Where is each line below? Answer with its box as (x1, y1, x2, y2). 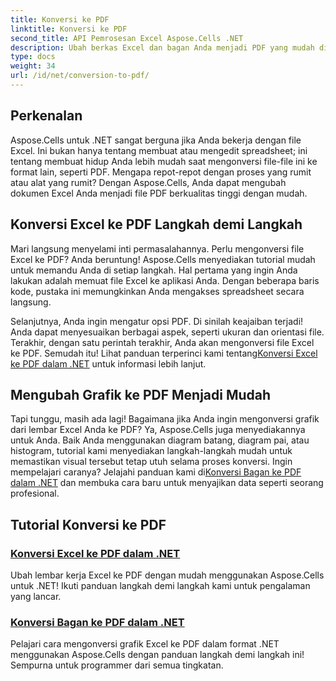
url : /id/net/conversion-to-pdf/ (10, 71, 150, 81)
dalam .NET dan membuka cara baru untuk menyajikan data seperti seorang (10, 477, 324, 489)
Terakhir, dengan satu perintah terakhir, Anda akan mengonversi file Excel (10, 336, 315, 348)
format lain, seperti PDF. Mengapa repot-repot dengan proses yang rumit (10, 166, 312, 178)
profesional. (10, 487, 60, 500)
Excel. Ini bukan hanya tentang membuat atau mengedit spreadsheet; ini (10, 144, 308, 156)
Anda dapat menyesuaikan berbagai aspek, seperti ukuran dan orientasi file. (10, 326, 325, 338)
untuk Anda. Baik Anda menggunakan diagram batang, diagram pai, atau (10, 434, 310, 446)
